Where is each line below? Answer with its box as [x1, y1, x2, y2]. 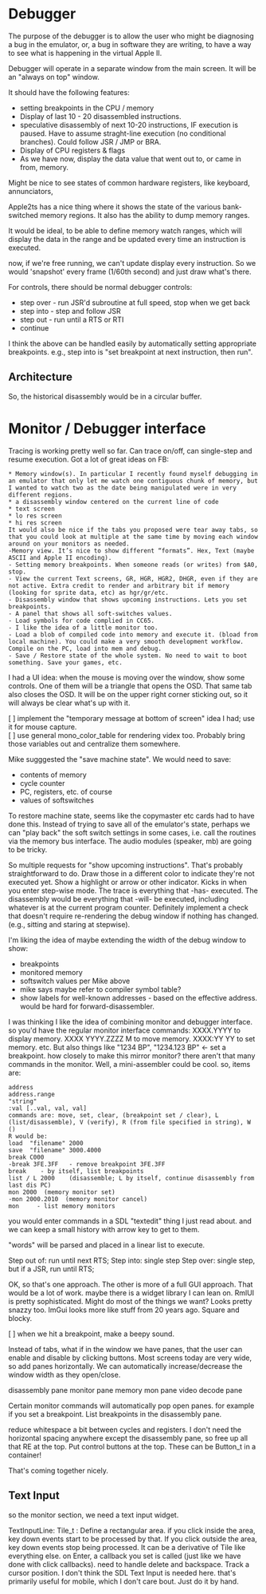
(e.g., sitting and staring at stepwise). [8, 919, 131, 929]
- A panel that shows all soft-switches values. [8, 609, 173, 617]
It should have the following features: [8, 87, 130, 97]
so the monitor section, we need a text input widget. [8, 1510, 179, 1520]
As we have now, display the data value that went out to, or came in [19, 153, 241, 164]
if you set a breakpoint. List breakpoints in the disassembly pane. [8, 1409, 222, 1418]
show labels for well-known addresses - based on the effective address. [19, 993, 257, 1002]
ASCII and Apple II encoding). [8, 553, 112, 561]
